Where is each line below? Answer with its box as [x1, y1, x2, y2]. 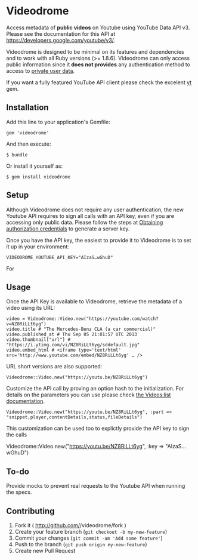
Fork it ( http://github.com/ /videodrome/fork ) [14, 522, 126, 529]
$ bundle [6, 152, 28, 158]
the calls [6, 431, 27, 438]
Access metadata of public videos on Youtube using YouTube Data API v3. [6, 24, 190, 31]
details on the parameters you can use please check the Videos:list [6, 391, 171, 398]
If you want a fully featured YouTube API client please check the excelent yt [6, 79, 192, 86]
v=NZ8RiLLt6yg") [6, 321, 47, 327]
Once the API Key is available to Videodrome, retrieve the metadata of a [6, 298, 182, 305]
